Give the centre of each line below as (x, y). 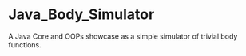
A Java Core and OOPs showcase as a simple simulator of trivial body (123, 36)
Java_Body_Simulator (81, 15)
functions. (25, 44)
